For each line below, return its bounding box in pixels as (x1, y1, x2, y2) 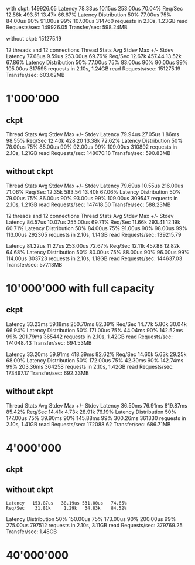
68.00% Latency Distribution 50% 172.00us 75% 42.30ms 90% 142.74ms (6, 357, 184, 364)
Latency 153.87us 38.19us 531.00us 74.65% (6, 500, 127, 506)
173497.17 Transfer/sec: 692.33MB (6, 369, 90, 376)
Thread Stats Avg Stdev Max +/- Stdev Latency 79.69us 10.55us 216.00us (6, 182, 183, 189)
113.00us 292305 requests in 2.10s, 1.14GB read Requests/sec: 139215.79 (6, 231, 182, 238)
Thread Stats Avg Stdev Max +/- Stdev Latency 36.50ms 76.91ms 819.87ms (6, 402, 187, 409)
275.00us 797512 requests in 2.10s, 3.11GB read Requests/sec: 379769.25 (6, 522, 183, 529)
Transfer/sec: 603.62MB (6, 72, 65, 78)
